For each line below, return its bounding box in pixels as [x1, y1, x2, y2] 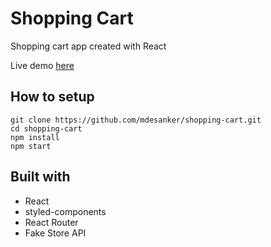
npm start [10, 141, 52, 151]
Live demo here [10, 59, 75, 71]
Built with [10, 168, 71, 186]
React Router [24, 216, 79, 228]
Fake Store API [24, 227, 87, 239]
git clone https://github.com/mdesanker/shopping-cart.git [10, 115, 262, 125]
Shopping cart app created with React [10, 40, 167, 52]
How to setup [10, 88, 95, 106]
